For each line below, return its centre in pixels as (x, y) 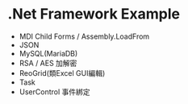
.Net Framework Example (94, 14)
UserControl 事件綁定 (54, 92)
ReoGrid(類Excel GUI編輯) (62, 73)
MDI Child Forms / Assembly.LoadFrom (84, 36)
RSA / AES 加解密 (48, 63)
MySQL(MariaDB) (48, 53)
